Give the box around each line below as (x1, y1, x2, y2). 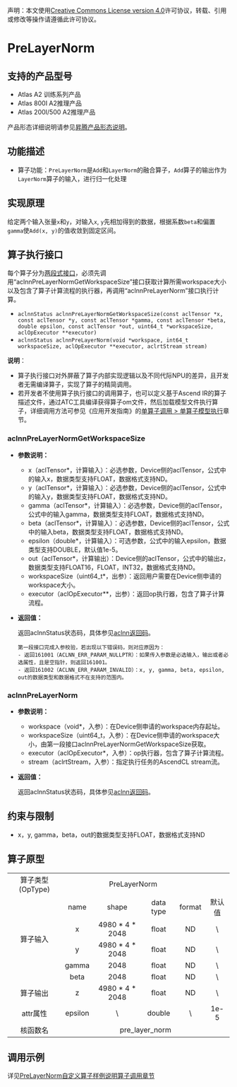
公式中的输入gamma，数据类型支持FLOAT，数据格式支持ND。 (28, 510, 208, 518)
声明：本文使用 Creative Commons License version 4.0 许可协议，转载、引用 (7, 6, 227, 14)
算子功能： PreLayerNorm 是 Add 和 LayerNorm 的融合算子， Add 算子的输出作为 (17, 165, 227, 174)
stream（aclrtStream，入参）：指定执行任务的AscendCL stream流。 (28, 757, 224, 766)
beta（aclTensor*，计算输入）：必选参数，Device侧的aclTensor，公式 (28, 518, 230, 527)
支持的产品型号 (7, 70, 73, 82)
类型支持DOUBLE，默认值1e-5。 (28, 545, 122, 554)
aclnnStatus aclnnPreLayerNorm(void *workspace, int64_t (17, 337, 189, 344)
